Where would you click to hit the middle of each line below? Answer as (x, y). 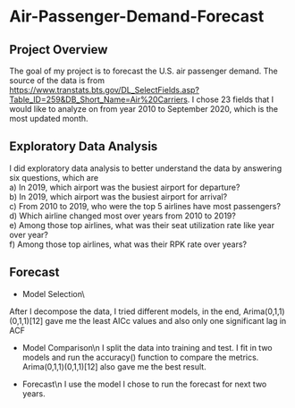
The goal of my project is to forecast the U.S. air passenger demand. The (144, 71)
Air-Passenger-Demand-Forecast (137, 17)
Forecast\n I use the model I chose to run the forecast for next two (144, 384)
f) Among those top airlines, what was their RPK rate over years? (128, 244)
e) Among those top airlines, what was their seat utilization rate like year (142, 225)
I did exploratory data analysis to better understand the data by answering (146, 168)
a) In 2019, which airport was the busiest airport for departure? (125, 187)
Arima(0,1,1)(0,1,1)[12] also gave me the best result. (114, 366)
